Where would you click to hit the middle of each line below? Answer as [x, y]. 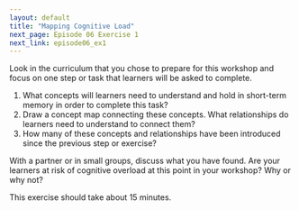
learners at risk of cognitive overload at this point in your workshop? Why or [150, 170]
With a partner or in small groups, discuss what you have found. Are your [145, 161]
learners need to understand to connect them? [109, 124]
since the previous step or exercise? [90, 143]
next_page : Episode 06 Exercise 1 [74, 34]
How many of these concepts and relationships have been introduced [151, 134]
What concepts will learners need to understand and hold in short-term [154, 96]
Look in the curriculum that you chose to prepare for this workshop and [142, 68]
